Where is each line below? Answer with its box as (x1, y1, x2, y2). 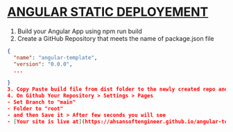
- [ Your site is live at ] (7, 118, 82, 125)
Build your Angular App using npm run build (17, 27, 142, 35)
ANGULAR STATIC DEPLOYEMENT (7, 4, 209, 20)
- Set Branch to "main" (7, 99, 76, 106)
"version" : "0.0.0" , (13, 60, 73, 68)
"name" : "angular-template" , (13, 54, 98, 61)
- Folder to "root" (7, 105, 64, 112)
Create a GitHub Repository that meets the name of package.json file (17, 34, 214, 42)
